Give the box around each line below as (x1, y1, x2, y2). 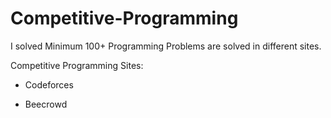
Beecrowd (24, 98, 68, 110)
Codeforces (24, 78, 74, 91)
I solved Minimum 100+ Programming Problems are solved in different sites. (10, 40, 322, 52)
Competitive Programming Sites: (10, 59, 144, 71)
